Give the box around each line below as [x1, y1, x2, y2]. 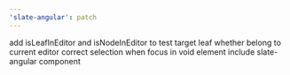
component [38, 56, 82, 66]
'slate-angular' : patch [9, 12, 98, 22]
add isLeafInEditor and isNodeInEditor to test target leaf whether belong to [9, 37, 282, 48]
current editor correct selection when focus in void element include [9, 46, 255, 57]
